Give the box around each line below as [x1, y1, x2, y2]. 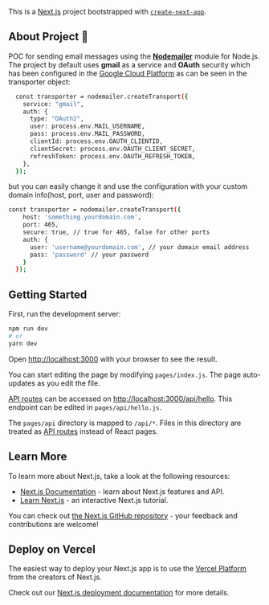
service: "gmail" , [22, 100, 84, 108]
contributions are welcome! [8, 519, 99, 529]
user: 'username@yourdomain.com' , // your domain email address [29, 243, 250, 251]
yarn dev [8, 339, 38, 348]
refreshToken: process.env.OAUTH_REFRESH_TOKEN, [29, 152, 196, 160]
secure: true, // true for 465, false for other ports [22, 228, 210, 236]
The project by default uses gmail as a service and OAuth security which [8, 59, 251, 69]
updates [8, 378, 36, 388]
